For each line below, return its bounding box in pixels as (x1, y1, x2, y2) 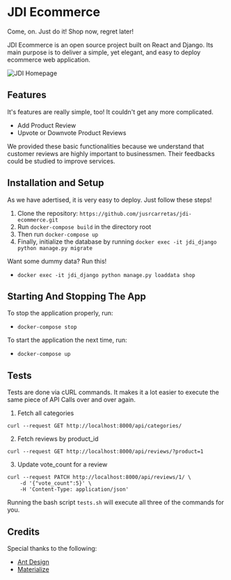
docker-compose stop (17, 324, 77, 331)
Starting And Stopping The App (7, 290, 146, 302)
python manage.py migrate (17, 244, 93, 251)
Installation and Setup (7, 177, 104, 189)
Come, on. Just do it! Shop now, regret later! (7, 27, 134, 36)
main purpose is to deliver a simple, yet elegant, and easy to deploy (7, 48, 201, 56)
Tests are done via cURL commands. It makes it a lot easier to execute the (7, 388, 219, 397)
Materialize (17, 565, 50, 573)
